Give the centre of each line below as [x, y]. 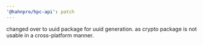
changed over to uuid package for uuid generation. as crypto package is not [102, 29]
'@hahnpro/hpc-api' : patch [40, 12]
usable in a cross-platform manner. [50, 35]
